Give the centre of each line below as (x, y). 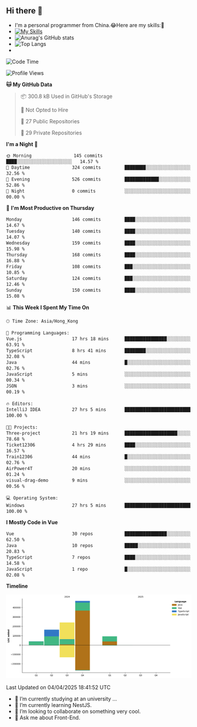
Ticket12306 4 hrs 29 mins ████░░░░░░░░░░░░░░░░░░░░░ (98, 445)
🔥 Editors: (20, 404)
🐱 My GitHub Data (29, 84)
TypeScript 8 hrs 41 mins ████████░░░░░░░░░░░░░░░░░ (98, 351)
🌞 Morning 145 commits (54, 156)
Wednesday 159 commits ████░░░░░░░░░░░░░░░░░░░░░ (98, 243)
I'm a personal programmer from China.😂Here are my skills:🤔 (89, 25)
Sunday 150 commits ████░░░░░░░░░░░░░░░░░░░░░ (98, 290)
